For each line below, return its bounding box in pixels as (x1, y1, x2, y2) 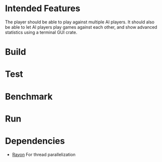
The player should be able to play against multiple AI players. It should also (5, 19, 155, 25)
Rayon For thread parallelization (12, 151, 76, 157)
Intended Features (5, 3, 81, 14)
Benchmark (5, 91, 53, 102)
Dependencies (5, 135, 65, 146)
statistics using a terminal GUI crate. (5, 29, 78, 35)
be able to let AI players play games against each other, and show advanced (5, 24, 158, 30)
